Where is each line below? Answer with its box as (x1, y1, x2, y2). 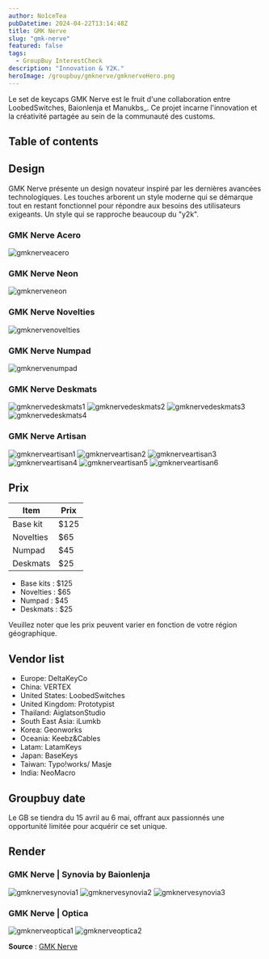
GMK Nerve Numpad (8, 345, 91, 356)
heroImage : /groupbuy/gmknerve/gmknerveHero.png (8, 72, 175, 80)
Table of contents (8, 135, 99, 149)
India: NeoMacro (19, 768, 76, 778)
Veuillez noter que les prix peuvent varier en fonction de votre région (8, 620, 237, 630)
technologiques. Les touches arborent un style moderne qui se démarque (8, 191, 254, 202)
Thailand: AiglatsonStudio (19, 708, 107, 717)
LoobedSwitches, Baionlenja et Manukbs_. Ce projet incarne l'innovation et (8, 103, 258, 112)
